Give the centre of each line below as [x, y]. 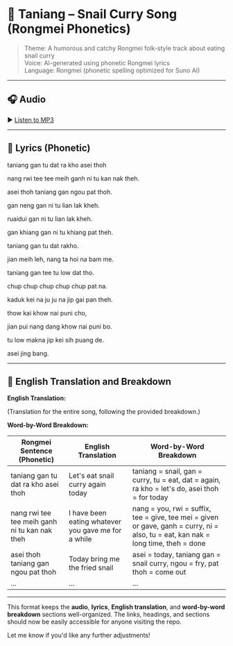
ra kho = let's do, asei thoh [175, 489]
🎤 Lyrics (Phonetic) [49, 148]
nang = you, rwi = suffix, [172, 508]
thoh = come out [159, 572]
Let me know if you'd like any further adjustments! [79, 636]
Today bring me [94, 559]
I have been [88, 513]
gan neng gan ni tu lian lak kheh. [54, 205]
